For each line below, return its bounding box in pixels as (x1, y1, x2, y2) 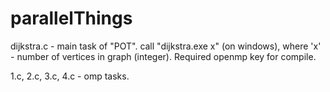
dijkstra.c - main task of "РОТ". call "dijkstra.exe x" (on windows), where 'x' (10, 40, 322, 52)
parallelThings (10, 7, 133, 30)
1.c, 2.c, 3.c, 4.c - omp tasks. (10, 70, 130, 82)
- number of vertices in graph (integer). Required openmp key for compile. (10, 50, 317, 62)
